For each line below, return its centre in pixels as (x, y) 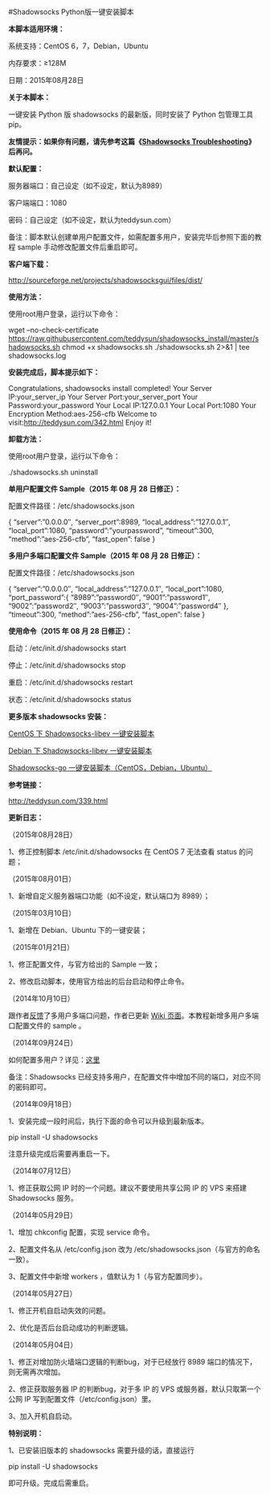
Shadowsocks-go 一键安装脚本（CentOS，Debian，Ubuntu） (110, 768)
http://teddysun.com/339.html (58, 801)
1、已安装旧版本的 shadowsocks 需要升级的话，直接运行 (102, 1450)
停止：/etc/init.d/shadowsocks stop (67, 665)
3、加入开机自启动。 (42, 1416)
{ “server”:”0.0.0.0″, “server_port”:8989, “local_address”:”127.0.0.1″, (119, 522)
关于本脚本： (29, 97)
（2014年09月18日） (42, 1104)
